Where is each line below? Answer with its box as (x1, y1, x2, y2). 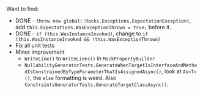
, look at (161, 68, 182, 75)
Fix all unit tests (15, 42, 55, 49)
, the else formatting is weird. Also (29, 74, 117, 81)
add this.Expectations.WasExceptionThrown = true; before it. (15, 24, 171, 31)
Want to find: (6, 5, 39, 12)
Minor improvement (15, 48, 65, 56)
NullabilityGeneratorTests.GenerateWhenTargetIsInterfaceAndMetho (24, 62, 197, 68)
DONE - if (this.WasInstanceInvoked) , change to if (15, 30, 149, 37)
